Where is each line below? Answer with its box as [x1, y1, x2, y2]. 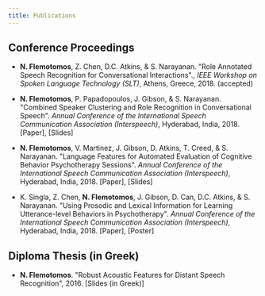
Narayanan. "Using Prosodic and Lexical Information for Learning [19, 201, 233, 210]
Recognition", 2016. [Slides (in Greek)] [19, 279, 144, 288]
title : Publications [8, 11, 77, 20]
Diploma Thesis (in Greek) [8, 249, 140, 263]
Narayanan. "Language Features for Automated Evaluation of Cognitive [19, 152, 252, 161]
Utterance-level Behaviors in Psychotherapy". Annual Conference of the [19, 210, 255, 219]
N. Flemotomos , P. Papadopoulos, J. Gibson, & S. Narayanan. [19, 94, 221, 104]
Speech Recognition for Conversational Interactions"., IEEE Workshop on [19, 71, 258, 80]
